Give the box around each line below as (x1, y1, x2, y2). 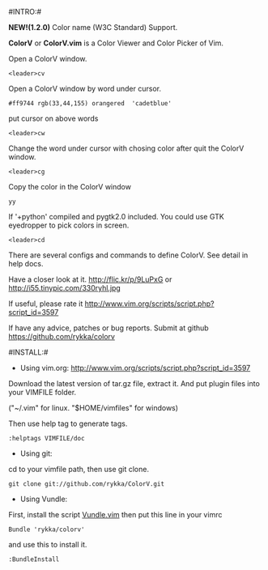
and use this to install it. (8, 540, 87, 549)
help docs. (8, 259, 44, 268)
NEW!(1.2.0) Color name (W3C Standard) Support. (8, 23, 178, 32)
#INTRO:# (8, 7, 42, 16)
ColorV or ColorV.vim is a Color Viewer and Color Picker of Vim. (8, 38, 224, 48)
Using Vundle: (19, 494, 68, 504)
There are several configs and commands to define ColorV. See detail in (8, 250, 249, 260)
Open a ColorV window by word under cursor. (8, 84, 162, 93)
